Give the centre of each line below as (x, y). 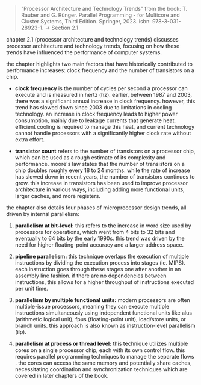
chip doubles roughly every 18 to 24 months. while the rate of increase (103, 170)
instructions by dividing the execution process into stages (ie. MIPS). (100, 263)
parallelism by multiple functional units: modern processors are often (103, 300)
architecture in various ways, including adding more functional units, (100, 189)
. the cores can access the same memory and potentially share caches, (104, 363)
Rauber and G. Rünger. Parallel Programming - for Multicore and (100, 15)
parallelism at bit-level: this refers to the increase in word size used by (103, 226)
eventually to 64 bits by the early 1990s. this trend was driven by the (100, 238)
